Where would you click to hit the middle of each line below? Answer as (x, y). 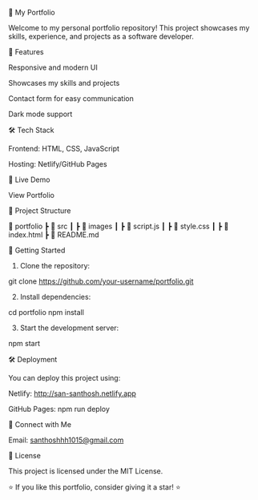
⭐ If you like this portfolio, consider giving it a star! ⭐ (95, 487)
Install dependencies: (55, 297)
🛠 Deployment (33, 359)
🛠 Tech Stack (31, 130)
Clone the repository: (55, 266)
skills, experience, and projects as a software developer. (101, 36)
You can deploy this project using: (64, 378)
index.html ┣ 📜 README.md (54, 235)
